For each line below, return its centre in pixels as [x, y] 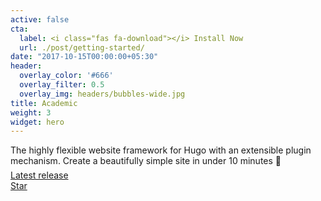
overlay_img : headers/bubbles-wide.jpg [102, 94]
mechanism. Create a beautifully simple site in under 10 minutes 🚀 [146, 161]
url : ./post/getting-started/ [82, 47]
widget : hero [37, 122]
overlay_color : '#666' [66, 76]
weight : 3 [31, 112]
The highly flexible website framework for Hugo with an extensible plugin [161, 150]
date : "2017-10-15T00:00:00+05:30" [84, 57]
